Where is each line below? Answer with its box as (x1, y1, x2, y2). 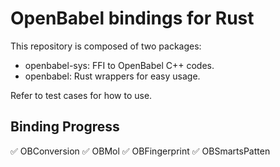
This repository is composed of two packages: (10, 40, 202, 52)
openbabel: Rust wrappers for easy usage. (24, 70, 201, 82)
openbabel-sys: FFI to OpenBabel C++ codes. (24, 59, 215, 71)
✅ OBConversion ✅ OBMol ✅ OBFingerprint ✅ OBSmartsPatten (10, 145, 271, 157)
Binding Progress (10, 118, 120, 136)
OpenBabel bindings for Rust (10, 7, 255, 30)
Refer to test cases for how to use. (10, 89, 153, 101)
